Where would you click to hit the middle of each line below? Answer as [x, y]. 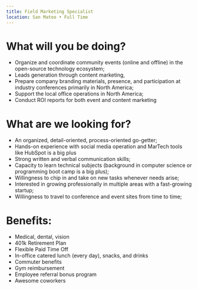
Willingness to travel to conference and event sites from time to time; [98, 197]
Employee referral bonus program [56, 274]
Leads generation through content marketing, [70, 75]
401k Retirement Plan [40, 243]
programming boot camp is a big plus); [62, 172]
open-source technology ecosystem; [60, 69]
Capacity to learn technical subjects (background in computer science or [103, 165]
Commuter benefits [38, 262]
